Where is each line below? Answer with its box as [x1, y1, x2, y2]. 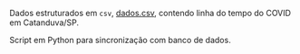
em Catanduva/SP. [9, 17, 80, 28]
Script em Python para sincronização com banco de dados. [9, 35, 231, 45]
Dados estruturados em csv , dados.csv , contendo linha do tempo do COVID [9, 8, 292, 18]
